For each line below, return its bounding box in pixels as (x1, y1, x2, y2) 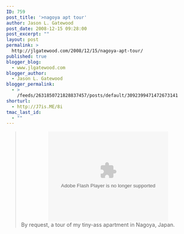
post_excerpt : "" (6, 31, 50, 37)
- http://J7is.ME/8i (11, 103, 63, 110)
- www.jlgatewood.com (11, 64, 66, 71)
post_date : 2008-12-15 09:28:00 (6, 25, 87, 32)
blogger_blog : (6, 59, 42, 65)
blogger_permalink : (6, 82, 55, 88)
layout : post (6, 37, 39, 43)
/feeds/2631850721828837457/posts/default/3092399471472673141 (17, 92, 179, 98)
